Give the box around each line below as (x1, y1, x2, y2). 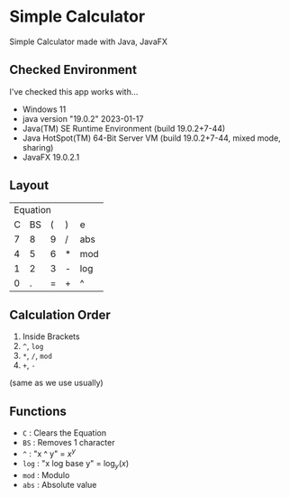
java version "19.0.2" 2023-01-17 (22, 113, 144, 124)
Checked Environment (9, 62, 138, 78)
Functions (9, 403, 68, 419)
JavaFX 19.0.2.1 (22, 152, 80, 162)
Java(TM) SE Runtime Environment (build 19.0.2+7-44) (22, 123, 226, 133)
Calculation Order (9, 307, 111, 322)
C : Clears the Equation (22, 428, 106, 438)
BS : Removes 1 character (22, 437, 115, 448)
